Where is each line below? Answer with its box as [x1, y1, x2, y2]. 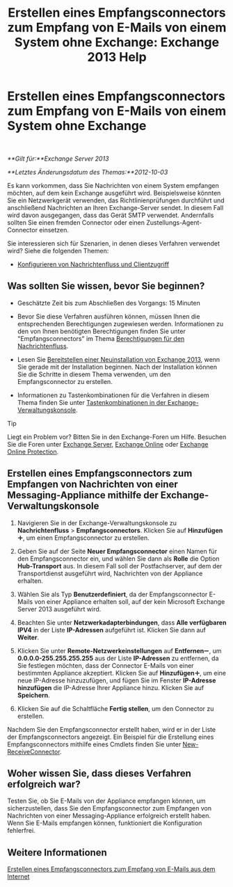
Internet [7, 872, 30, 881]
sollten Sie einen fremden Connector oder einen [7, 218, 145, 227]
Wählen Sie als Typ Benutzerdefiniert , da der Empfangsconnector [17, 590, 208, 598]
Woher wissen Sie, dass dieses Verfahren [7, 767, 191, 779]
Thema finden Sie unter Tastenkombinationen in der [17, 398, 166, 406]
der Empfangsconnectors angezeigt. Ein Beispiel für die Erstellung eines [7, 733, 214, 741]
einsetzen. [39, 225, 70, 234]
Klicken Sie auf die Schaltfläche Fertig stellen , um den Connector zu [17, 704, 214, 712]
